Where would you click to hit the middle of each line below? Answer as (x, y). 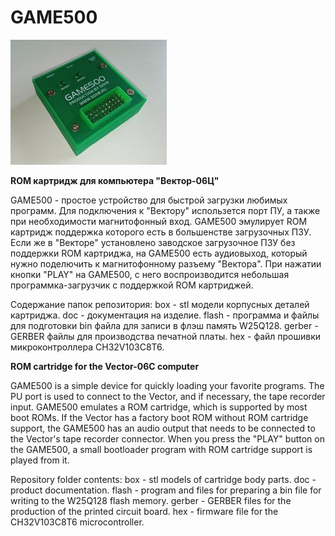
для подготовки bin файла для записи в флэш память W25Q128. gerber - (164, 325)
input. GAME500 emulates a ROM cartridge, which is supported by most (159, 407)
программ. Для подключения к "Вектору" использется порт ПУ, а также (165, 210)
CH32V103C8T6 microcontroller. (77, 522)
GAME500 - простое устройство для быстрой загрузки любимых (149, 200)
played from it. (40, 460)
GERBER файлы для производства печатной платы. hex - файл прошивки (166, 336)
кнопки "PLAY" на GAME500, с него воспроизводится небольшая (150, 274)
